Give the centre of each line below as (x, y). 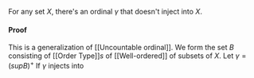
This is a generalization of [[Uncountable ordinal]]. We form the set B (121, 48)
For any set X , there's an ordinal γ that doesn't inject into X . (106, 12)
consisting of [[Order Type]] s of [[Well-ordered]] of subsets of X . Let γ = (127, 56)
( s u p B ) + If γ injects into (46, 65)
